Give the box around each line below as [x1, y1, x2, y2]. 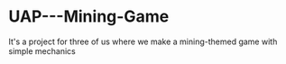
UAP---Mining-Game [8, 6, 170, 27]
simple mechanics [8, 45, 76, 56]
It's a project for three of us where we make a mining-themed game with [8, 36, 278, 47]
